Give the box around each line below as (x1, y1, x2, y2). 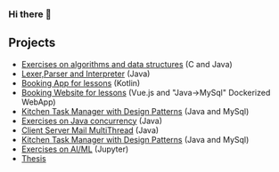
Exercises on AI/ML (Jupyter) (21, 144, 129, 154)
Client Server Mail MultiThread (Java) (21, 124, 160, 136)
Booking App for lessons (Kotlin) (21, 77, 141, 88)
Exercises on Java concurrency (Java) (21, 115, 162, 126)
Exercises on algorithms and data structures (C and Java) (21, 59, 233, 69)
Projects (8, 35, 56, 51)
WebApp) (21, 97, 56, 107)
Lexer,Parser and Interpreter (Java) (21, 68, 151, 79)
